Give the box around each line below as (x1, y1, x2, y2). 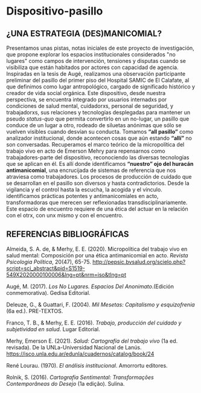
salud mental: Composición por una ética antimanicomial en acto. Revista (6, 251, 188, 259)
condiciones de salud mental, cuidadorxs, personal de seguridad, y (6, 102, 174, 110)
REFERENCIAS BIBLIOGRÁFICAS (6, 229, 129, 240)
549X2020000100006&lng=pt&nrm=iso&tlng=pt (6, 271, 127, 278)
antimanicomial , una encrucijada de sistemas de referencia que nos (6, 167, 176, 174)
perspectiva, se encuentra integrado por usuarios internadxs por (6, 96, 167, 103)
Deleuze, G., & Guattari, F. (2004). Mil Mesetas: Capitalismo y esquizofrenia (6, 301, 195, 308)
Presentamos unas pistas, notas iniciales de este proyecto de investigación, (6, 44, 194, 51)
